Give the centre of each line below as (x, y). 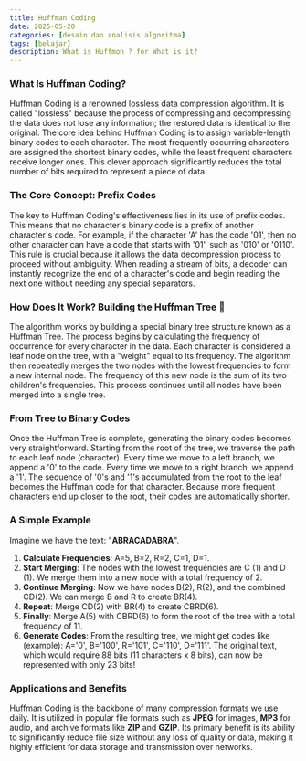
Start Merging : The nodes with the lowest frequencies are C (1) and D (154, 567)
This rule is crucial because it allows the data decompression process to (145, 254)
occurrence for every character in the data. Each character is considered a (150, 346)
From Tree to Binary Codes (70, 418)
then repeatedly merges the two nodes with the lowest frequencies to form (150, 365)
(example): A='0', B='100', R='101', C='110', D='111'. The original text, (149, 645)
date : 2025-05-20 (42, 26)
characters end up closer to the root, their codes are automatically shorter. (150, 497)
